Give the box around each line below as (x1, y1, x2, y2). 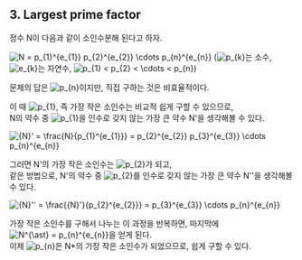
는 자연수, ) (37, 62, 197, 73)
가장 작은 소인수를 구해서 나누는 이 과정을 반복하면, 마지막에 (9, 218, 220, 228)
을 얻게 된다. (108, 229, 152, 240)
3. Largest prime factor (9, 7, 142, 23)
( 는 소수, (213, 51, 272, 62)
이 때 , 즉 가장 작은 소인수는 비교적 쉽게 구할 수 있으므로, (9, 101, 234, 112)
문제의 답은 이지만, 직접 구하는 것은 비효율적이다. (9, 81, 210, 93)
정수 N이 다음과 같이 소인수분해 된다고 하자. (9, 32, 163, 43)
